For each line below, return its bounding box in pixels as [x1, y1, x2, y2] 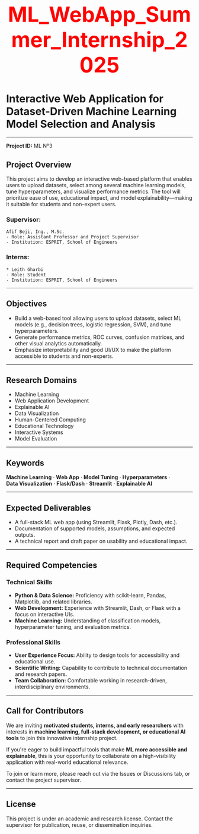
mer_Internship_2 [11, 27, 188, 53]
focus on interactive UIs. [14, 610, 75, 618]
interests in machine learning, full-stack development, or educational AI [6, 728, 186, 735]
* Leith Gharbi [6, 266, 44, 272]
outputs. [14, 531, 36, 538]
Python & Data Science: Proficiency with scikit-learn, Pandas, [14, 591, 166, 599]
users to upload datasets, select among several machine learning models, [6, 182, 186, 189]
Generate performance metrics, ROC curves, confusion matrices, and [14, 333, 185, 341]
